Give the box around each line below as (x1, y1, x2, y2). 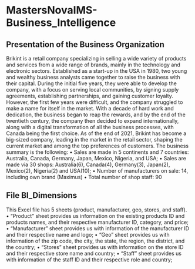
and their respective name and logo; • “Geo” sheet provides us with (6, 231, 170, 238)
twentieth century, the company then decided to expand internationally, (6, 117, 179, 124)
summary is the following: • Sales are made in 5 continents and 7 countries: (6, 149, 189, 156)
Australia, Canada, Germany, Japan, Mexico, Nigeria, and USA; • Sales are (6, 155, 187, 162)
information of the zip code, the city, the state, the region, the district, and (6, 237, 185, 244)
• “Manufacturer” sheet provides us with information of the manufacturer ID (6, 224, 190, 232)
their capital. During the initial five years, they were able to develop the (6, 80, 177, 87)
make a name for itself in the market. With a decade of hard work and (6, 105, 174, 112)
